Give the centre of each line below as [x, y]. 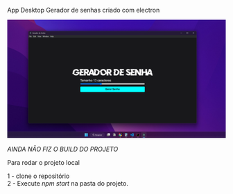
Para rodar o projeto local [43, 162]
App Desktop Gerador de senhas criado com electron [84, 10]
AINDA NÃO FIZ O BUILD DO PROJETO [63, 149]
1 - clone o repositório [38, 176]
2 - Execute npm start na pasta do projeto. [68, 183]
